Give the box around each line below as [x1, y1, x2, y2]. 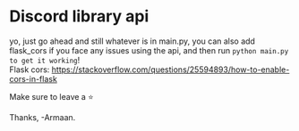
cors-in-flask [9, 73, 58, 84]
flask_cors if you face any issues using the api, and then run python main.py [9, 45, 289, 55]
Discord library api [9, 6, 149, 27]
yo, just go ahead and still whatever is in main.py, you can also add [9, 36, 255, 46]
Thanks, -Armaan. [9, 111, 76, 122]
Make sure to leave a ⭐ [9, 91, 94, 102]
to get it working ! [9, 54, 81, 65]
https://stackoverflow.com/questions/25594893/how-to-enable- [51, 64, 290, 75]
